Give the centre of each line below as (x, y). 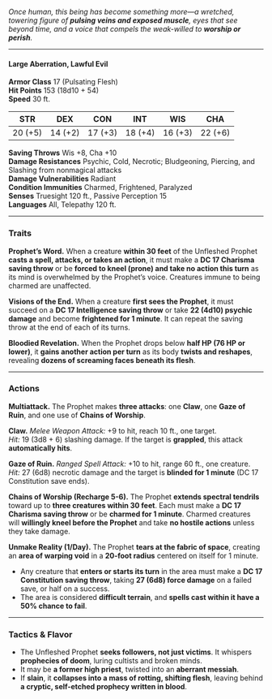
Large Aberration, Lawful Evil (58, 63)
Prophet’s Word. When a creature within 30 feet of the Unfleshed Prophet (133, 251)
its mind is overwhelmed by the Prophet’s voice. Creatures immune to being (134, 277)
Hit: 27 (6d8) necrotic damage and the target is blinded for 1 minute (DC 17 (134, 472)
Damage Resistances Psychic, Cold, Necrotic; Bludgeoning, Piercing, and (132, 162)
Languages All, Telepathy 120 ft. (62, 205)
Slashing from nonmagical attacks (65, 170)
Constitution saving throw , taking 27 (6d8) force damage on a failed (136, 580)
